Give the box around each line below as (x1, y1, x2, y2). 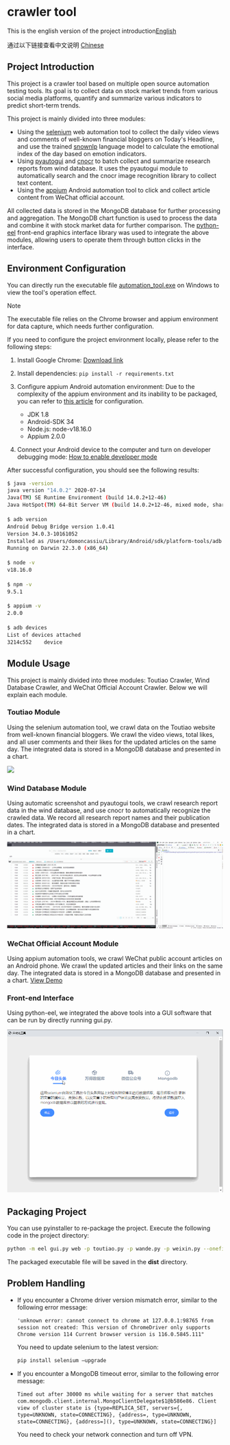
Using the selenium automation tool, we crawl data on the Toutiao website (7, 723, 216, 731)
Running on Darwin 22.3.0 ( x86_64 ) (7, 545, 109, 552)
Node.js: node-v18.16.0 (27, 425, 92, 433)
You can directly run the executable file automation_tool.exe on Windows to (7, 281, 220, 289)
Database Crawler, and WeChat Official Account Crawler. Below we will (7, 683, 207, 692)
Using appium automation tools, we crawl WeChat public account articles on (7, 955, 222, 963)
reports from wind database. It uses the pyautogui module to (16, 164, 188, 172)
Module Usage (7, 658, 71, 670)
